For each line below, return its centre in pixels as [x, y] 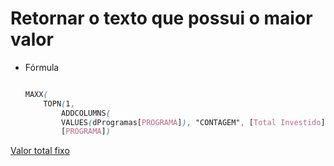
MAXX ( [36, 94]
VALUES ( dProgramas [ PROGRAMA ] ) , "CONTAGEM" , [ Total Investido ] [193, 122]
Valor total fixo [40, 151]
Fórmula [42, 67]
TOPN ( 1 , [59, 103]
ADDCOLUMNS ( [86, 113]
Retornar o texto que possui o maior [161, 18]
